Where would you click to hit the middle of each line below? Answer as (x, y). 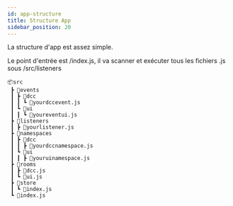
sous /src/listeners (34, 69)
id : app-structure (34, 14)
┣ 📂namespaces (31, 134)
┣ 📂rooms (23, 165)
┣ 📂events (25, 90)
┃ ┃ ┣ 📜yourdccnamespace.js (52, 146)
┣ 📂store (23, 183)
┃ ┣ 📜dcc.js (28, 171)
